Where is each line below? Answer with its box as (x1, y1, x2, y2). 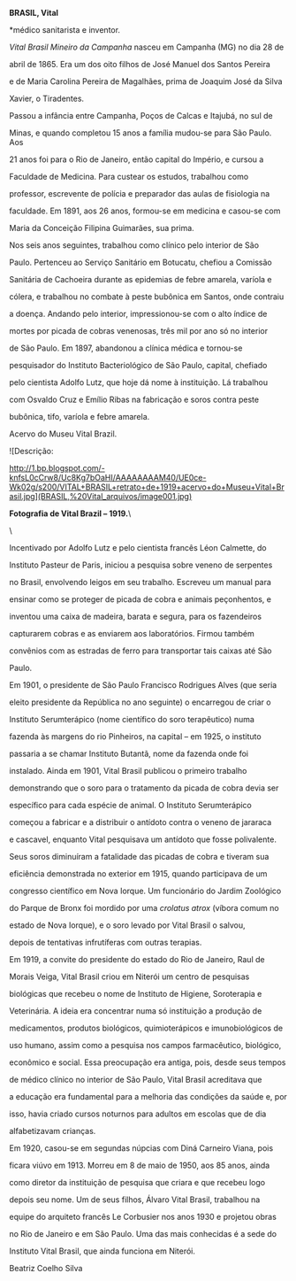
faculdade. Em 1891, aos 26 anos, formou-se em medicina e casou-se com (9, 205, 281, 216)
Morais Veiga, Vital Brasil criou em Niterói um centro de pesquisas (9, 971, 250, 982)
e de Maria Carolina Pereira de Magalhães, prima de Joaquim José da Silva (9, 76, 283, 87)
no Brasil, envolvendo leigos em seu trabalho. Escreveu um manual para (9, 577, 272, 587)
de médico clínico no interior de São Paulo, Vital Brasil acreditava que (9, 1075, 262, 1084)
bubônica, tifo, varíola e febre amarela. (9, 412, 150, 421)
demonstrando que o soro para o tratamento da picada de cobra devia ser (9, 783, 279, 793)
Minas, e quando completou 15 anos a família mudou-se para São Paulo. (9, 127, 272, 138)
